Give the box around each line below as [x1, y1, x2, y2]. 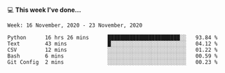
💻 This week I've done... [7, 6, 82, 14]
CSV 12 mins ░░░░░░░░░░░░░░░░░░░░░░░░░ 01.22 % [7, 46, 218, 53]
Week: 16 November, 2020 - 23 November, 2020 [7, 22, 142, 29]
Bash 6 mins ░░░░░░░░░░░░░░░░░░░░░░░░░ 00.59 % [7, 53, 218, 60]
